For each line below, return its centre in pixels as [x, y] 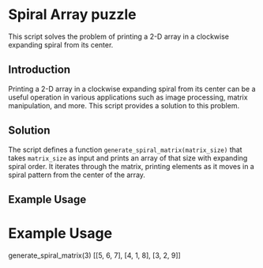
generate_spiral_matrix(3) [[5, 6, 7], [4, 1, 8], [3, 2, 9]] [95, 255]
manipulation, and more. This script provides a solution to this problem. [124, 105]
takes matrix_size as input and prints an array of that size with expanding [128, 158]
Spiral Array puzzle [72, 15]
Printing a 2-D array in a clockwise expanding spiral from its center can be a [132, 89]
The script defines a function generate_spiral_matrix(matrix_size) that [125, 149]
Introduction [39, 70]
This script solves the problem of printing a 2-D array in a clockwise [119, 36]
